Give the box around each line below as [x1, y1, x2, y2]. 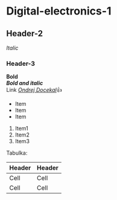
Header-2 [6, 28, 43, 39]
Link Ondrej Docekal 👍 [6, 86, 62, 94]
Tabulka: [6, 149, 28, 156]
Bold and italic [6, 80, 43, 87]
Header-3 [6, 59, 35, 68]
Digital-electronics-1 [6, 4, 112, 18]
